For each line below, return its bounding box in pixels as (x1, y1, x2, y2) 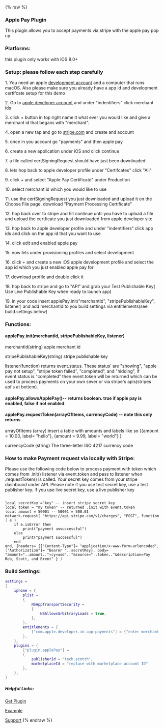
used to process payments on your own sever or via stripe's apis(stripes (5, 379, 151, 385)
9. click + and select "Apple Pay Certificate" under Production (5, 176, 130, 182)
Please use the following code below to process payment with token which (5, 466, 156, 472)
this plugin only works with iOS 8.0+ (5, 56, 78, 62)
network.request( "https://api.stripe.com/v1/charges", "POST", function (5, 514, 160, 519)
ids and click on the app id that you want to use (5, 231, 101, 236)
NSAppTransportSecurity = (31, 602, 84, 607)
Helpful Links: (5, 686, 34, 692)
